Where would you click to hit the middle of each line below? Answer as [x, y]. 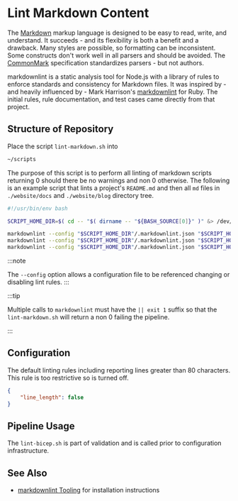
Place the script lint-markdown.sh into [63, 146]
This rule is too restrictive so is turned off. [68, 378]
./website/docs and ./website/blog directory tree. [81, 195]
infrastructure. [28, 451]
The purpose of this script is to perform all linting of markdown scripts [110, 172]
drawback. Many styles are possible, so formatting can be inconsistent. [112, 48]
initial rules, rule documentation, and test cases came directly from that [111, 99]
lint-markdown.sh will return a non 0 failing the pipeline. [89, 317]
